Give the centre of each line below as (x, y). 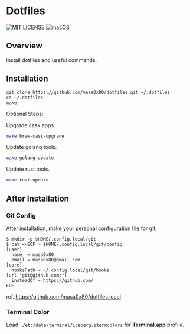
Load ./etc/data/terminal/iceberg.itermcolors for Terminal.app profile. (95, 325)
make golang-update (30, 158)
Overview (24, 46)
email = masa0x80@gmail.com (46, 260)
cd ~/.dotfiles (25, 98)
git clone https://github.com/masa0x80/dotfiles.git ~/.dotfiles (88, 92)
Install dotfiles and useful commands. (52, 60)
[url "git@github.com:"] (37, 275)
